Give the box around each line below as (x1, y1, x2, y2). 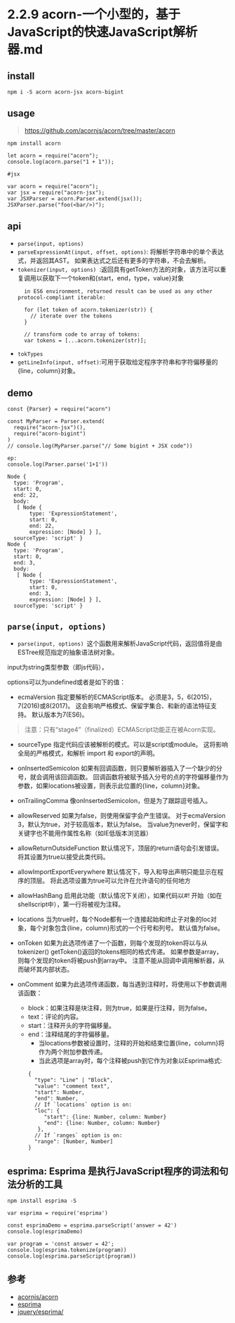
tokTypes (17, 351, 43, 358)
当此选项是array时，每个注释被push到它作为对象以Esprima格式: (38, 1057, 222, 1065)
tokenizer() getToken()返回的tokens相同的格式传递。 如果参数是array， (17, 948, 223, 956)
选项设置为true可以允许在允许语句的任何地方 (62, 876, 192, 885)
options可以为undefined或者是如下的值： (7, 678, 126, 686)
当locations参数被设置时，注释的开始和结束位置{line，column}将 (38, 1039, 224, 1048)
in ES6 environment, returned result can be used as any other (24, 287, 213, 295)
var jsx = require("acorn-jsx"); (7, 189, 105, 196)
